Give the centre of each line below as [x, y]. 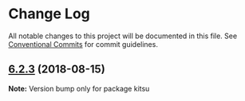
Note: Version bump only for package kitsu [79, 88]
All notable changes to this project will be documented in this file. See [123, 36]
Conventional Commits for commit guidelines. [83, 44]
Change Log [49, 14]
